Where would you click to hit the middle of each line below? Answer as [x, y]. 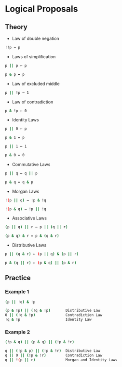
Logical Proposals [41, 9]
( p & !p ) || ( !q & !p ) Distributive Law [53, 311]
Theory [16, 27]
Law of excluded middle [36, 83]
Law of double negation [35, 38]
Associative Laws [29, 218]
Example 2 [18, 332]
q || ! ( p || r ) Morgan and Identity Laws [61, 360]
